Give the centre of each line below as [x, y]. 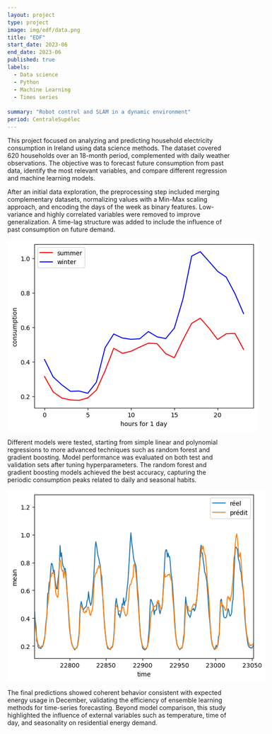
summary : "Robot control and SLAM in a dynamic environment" [99, 112]
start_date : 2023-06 [38, 45]
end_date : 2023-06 [34, 52]
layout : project [31, 15]
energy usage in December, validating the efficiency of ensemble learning [115, 700]
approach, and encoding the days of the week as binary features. [102, 207]
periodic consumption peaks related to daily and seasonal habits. [102, 480]
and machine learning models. [51, 178]
